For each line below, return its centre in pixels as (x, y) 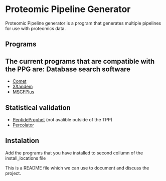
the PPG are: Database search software (68, 69)
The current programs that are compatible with (80, 61)
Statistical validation (38, 108)
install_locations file (26, 158)
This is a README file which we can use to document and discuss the (77, 168)
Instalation (22, 141)
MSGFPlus (23, 92)
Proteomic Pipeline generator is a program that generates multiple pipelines (83, 23)
